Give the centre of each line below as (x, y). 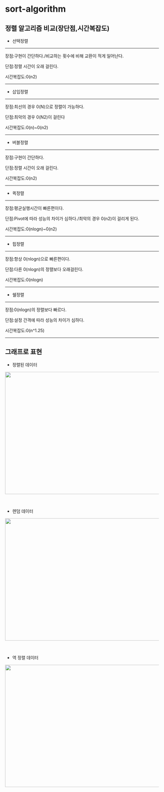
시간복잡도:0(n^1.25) (25, 330)
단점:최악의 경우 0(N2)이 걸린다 (35, 117)
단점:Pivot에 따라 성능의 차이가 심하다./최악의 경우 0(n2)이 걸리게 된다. (72, 218)
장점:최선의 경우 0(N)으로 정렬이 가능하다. (45, 107)
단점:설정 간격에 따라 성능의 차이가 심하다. (45, 320)
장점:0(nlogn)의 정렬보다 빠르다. (36, 310)
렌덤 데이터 (23, 511)
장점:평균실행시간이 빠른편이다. (35, 208)
